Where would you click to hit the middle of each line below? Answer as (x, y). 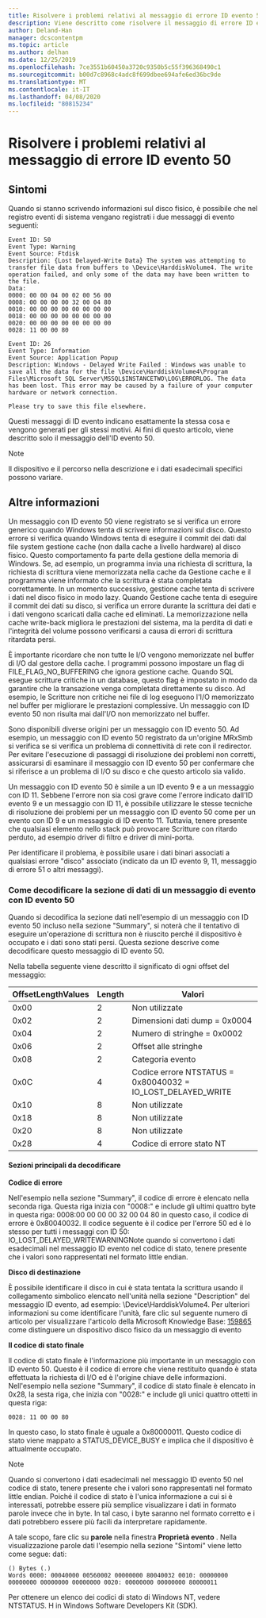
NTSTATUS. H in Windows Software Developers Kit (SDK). (103, 1606)
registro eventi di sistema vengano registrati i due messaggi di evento (122, 217)
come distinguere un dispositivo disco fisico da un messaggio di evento (125, 1330)
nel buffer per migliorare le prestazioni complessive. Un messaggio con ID (129, 705)
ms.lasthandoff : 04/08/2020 (55, 97)
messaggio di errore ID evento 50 (120, 160)
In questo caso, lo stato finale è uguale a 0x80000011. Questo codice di (125, 1432)
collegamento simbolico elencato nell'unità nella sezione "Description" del (129, 1296)
